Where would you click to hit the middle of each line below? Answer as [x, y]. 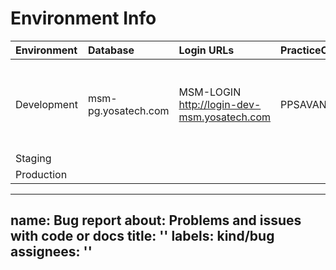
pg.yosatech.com [128, 110]
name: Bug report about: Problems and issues [156, 220]
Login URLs [206, 50]
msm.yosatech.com [225, 117]
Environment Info [83, 18]
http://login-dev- [220, 104]
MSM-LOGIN [210, 92]
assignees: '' [51, 252]
